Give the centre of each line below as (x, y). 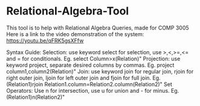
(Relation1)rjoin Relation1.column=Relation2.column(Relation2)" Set (89, 84)
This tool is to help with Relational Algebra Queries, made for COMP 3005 (98, 28)
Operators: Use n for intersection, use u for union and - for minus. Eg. (93, 90)
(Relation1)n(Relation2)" (36, 97)
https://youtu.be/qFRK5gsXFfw (45, 40)
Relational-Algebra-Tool (68, 11)
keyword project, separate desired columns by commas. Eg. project (90, 65)
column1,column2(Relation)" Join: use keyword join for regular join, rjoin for (100, 71)
